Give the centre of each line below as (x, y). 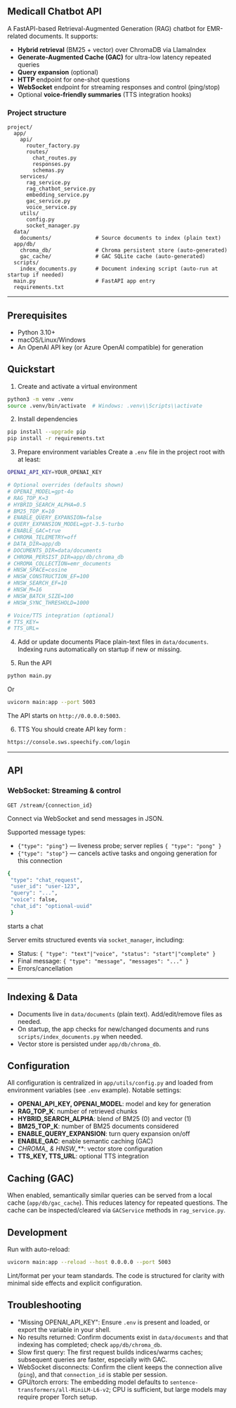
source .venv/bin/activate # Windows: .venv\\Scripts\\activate (105, 406)
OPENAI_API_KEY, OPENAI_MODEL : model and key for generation (114, 1104)
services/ (34, 177)
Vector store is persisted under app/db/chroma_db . (89, 1044)
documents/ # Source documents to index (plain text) (120, 238)
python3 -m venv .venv (40, 399)
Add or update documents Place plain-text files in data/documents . (113, 642)
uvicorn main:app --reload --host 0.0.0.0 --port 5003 (89, 1262)
